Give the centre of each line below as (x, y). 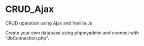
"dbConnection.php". (27, 38)
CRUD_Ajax (30, 9)
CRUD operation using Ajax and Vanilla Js (49, 23)
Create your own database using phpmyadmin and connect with (72, 32)
